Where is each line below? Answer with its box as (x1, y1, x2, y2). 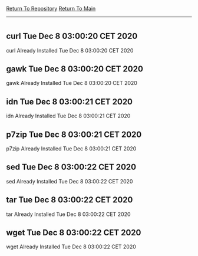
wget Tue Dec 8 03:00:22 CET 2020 (6, 228, 141, 238)
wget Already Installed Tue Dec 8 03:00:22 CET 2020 (6, 243, 137, 250)
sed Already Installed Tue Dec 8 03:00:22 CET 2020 (6, 178, 133, 185)
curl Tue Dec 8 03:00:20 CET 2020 (6, 31, 138, 41)
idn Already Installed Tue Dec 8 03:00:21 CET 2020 (6, 112, 131, 120)
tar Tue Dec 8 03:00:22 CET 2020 (6, 195, 133, 205)
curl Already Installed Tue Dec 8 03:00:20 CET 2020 (6, 47, 134, 54)
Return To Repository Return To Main (6, 5, 96, 12)
